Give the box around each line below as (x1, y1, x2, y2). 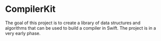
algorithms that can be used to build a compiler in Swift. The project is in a (5, 25, 157, 31)
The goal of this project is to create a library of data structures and (5, 20, 141, 26)
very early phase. (5, 30, 41, 36)
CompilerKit (5, 3, 56, 15)
